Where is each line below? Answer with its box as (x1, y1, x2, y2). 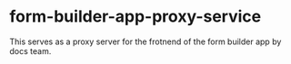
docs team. (9, 45, 52, 56)
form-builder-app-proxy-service (9, 6, 262, 27)
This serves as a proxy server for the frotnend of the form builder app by (9, 36, 282, 47)
